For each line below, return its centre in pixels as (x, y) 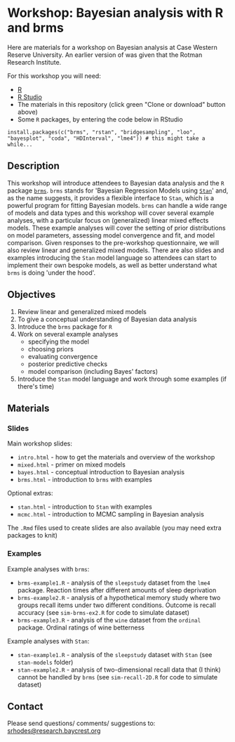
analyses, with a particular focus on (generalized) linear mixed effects (108, 220)
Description (33, 166)
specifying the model (59, 341)
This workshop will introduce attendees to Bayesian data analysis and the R (116, 183)
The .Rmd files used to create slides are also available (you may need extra (115, 528)
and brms (36, 28)
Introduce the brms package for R (65, 326)
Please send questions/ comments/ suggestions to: (81, 723)
